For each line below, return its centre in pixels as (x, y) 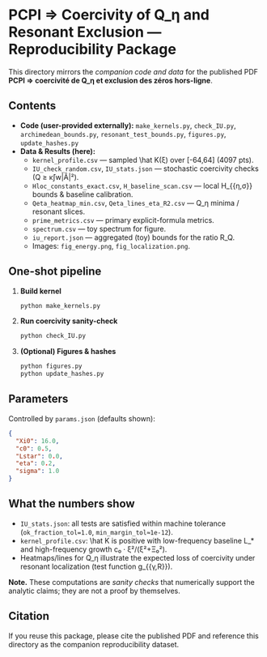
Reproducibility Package (92, 49)
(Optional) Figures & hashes (68, 352)
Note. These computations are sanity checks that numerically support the (131, 582)
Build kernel (41, 291)
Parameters (38, 399)
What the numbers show (72, 504)
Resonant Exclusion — (85, 32)
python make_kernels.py (60, 305)
